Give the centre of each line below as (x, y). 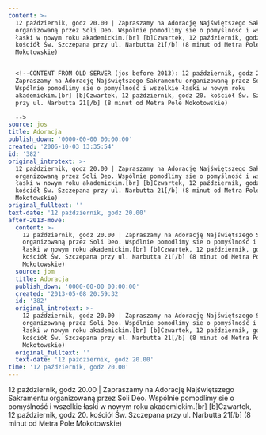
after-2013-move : (37, 220)
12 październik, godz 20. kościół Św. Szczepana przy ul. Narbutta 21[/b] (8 (129, 415)
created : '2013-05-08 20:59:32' (69, 293)
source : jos (28, 125)
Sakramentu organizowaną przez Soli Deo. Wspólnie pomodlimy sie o (122, 398)
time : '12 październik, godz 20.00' (68, 367)
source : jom (35, 271)
